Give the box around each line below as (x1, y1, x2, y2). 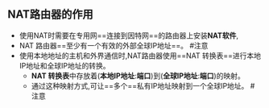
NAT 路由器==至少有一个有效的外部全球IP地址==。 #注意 (19, 40, 209, 50)
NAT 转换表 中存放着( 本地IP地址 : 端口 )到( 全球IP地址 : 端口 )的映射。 (31, 71, 245, 81)
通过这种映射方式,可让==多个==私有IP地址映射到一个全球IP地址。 (31, 81, 249, 90)
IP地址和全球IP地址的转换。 (19, 60, 110, 70)
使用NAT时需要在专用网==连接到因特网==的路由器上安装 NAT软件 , (19, 31, 239, 40)
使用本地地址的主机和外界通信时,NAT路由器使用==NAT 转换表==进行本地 (19, 51, 261, 60)
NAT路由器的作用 (7, 7, 93, 22)
